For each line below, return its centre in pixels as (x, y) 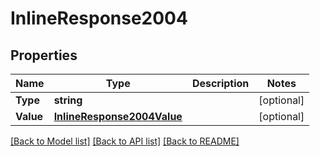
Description (220, 83)
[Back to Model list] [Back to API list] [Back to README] (125, 141)
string (68, 100)
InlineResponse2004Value (118, 116)
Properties (44, 55)
